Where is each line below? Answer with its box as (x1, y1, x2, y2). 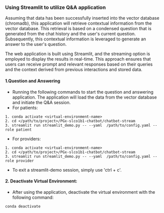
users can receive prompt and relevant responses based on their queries (5, 61, 153, 68)
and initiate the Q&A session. (12, 99, 71, 105)
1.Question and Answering (5, 78, 61, 84)
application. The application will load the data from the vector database (12, 94, 157, 100)
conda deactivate (5, 204, 41, 209)
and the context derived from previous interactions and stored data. (5, 67, 143, 72)
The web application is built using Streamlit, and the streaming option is (5, 51, 150, 57)
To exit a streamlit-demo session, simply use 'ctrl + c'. (12, 167, 122, 173)
